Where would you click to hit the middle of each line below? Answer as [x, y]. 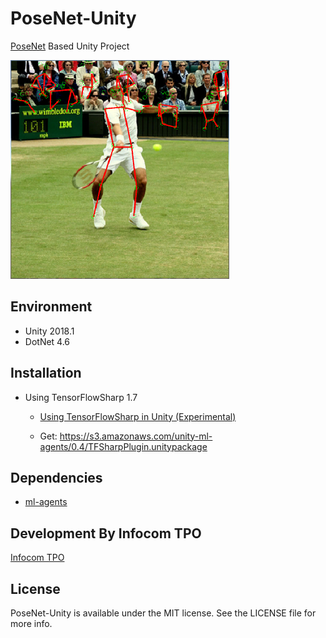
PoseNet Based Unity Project [70, 46]
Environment [51, 307]
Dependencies [56, 477]
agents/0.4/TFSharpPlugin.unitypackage [123, 446]
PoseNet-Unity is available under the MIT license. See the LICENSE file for [163, 613]
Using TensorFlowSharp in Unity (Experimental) [138, 416]
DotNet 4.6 [47, 341]
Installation [46, 373]
